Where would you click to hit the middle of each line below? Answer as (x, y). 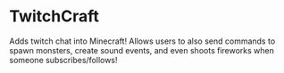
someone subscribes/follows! (63, 60)
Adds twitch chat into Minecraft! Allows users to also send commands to (142, 41)
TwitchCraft (54, 16)
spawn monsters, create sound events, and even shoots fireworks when (142, 50)
